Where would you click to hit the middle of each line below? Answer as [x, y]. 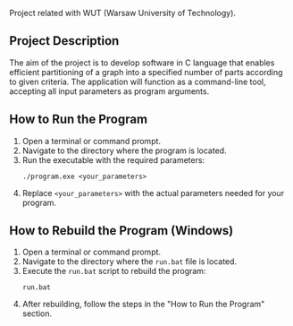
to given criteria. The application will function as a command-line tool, [138, 81]
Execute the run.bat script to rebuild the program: [114, 271]
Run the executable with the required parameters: [113, 159]
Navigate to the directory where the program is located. [124, 150]
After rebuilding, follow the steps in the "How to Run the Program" [143, 305]
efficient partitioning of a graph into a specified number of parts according [146, 72]
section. [37, 313]
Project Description [64, 41]
